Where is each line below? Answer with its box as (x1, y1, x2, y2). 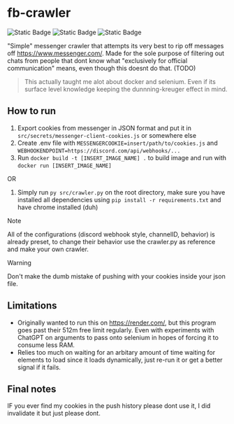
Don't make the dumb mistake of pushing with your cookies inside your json (7, 271, 226, 281)
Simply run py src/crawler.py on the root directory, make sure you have (17, 188, 226, 197)
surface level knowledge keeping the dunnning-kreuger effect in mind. (24, 85, 228, 93)
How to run (7, 105, 57, 117)
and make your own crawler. (7, 245, 89, 253)
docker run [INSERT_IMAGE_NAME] (17, 162, 112, 169)
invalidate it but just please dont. (7, 409, 101, 418)
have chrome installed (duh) (17, 203, 98, 211)
